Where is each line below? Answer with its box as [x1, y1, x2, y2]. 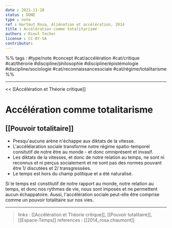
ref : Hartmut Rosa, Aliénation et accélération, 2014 [5, 22, 125, 27]
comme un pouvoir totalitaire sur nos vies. [5, 197, 94, 203]
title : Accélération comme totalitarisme [5, 27, 97, 32]
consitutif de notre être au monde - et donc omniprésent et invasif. [12, 149, 154, 155]
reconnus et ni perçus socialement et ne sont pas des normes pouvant [12, 159, 162, 165]
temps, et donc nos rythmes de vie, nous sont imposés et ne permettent [5, 185, 158, 192]
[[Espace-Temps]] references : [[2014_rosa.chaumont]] [17, 217, 135, 223]
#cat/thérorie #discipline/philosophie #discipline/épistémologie [5, 60, 139, 67]
